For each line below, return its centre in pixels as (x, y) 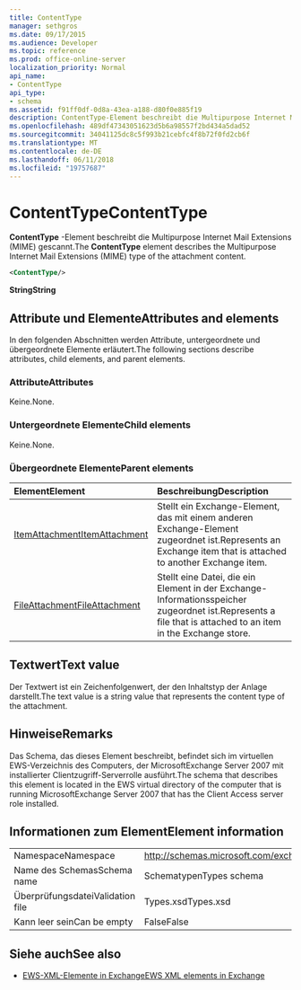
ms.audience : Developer (54, 43)
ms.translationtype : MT (54, 143)
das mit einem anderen (205, 517)
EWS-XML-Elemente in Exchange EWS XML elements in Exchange (143, 976)
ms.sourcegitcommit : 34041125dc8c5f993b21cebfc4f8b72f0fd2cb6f (130, 135)
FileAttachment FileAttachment (77, 605)
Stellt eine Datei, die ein (206, 577)
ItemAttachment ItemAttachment (81, 534)
